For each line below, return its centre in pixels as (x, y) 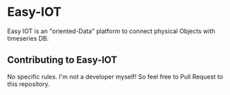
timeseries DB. (28, 38)
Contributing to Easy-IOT (62, 60)
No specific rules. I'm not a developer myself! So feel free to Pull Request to (115, 76)
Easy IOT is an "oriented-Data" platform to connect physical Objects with (112, 31)
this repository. (29, 84)
